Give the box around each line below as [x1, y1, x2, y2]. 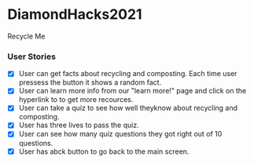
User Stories [7, 51, 57, 62]
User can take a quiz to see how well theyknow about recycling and [18, 104, 237, 113]
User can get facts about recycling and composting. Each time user [18, 69, 237, 78]
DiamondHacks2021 [7, 5, 142, 24]
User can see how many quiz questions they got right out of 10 [18, 129, 223, 139]
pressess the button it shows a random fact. [18, 78, 162, 87]
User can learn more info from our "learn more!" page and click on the [18, 86, 247, 96]
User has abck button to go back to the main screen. [18, 147, 190, 156]
